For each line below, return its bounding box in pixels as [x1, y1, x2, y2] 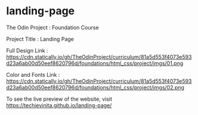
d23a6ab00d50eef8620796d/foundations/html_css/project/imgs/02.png [6, 83, 185, 91]
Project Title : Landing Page [6, 35, 75, 42]
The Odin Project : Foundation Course [6, 24, 100, 31]
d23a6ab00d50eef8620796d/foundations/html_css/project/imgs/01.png [6, 60, 184, 67]
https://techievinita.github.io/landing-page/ [6, 101, 112, 108]
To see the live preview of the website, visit [6, 95, 112, 102]
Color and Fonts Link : [6, 71, 60, 78]
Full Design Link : [6, 46, 48, 54]
